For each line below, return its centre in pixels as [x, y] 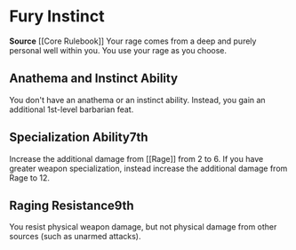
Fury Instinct [57, 16]
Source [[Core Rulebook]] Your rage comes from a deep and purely [133, 41]
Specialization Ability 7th [79, 137]
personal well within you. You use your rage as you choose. [118, 50]
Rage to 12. [30, 177]
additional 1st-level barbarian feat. [72, 109]
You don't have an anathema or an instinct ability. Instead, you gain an [137, 100]
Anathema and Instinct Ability [94, 79]
